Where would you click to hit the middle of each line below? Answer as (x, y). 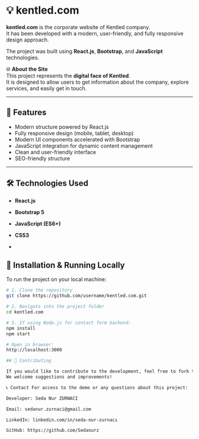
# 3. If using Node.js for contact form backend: (69, 323)
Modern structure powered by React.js (62, 127)
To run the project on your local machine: (56, 279)
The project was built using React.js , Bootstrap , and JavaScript (84, 51)
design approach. (28, 40)
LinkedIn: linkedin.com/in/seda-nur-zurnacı (62, 420)
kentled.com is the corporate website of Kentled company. (78, 27)
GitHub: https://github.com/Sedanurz (53, 431)
